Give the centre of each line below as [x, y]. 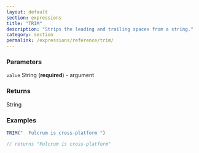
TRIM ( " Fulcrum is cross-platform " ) [56, 133]
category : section [30, 35]
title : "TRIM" [25, 23]
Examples [21, 120]
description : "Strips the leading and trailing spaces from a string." [100, 29]
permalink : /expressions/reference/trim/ [60, 40]
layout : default [27, 12]
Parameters [24, 62]
